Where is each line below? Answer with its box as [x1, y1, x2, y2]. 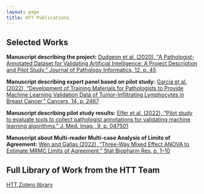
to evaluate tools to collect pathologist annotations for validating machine [6, 116, 191, 123]
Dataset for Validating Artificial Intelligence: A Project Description [34, 60, 197, 67]
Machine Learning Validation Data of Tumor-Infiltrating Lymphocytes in [6, 91, 184, 98]
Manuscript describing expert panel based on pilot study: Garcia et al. [6, 78, 188, 85]
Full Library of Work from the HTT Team [6, 165, 160, 175]
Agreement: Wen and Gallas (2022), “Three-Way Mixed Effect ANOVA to [6, 141, 189, 148]
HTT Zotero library [6, 181, 53, 189]
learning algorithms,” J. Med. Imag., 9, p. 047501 [6, 123, 129, 130]
